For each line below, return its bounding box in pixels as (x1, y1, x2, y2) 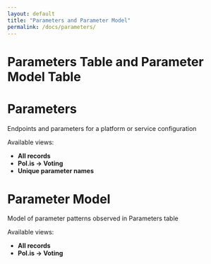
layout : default (7, 10, 55, 18)
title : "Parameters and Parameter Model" (7, 17, 131, 24)
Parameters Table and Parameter (7, 54, 204, 70)
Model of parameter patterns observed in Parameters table (7, 214, 179, 222)
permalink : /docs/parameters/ (7, 23, 97, 30)
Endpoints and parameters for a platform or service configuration (7, 124, 197, 132)
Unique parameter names (17, 166, 94, 175)
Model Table (7, 68, 81, 84)
